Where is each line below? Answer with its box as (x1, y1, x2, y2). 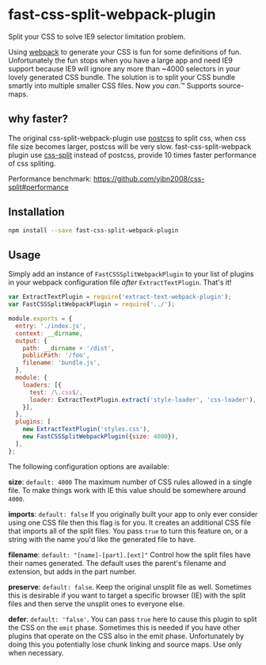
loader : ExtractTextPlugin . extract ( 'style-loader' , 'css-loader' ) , (28, 396, 257, 403)
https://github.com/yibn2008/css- (93, 174, 205, 183)
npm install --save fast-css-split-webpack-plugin (8, 226, 179, 235)
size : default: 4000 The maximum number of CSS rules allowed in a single (8, 477, 253, 487)
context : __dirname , (15, 329, 83, 338)
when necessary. (8, 648, 65, 657)
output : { (15, 337, 47, 345)
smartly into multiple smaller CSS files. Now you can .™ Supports (8, 81, 217, 90)
